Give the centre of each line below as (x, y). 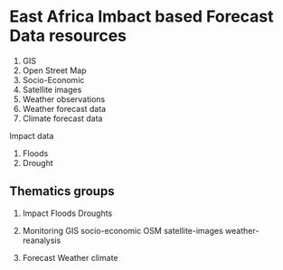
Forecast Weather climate (70, 257)
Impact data (32, 135)
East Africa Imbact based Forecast (141, 17)
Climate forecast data (62, 118)
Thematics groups (62, 191)
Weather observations (64, 99)
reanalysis (42, 240)
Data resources (68, 36)
